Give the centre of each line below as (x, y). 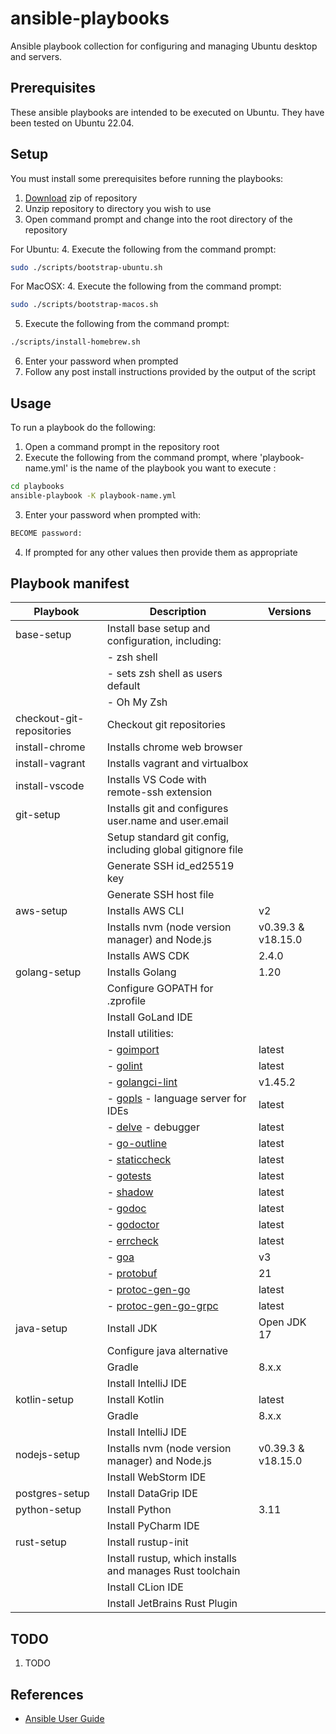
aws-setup (41, 911)
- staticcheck (139, 1160)
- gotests (129, 1176)
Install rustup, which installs (172, 1559)
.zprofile (126, 1001)
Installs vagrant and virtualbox (177, 764)
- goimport (133, 1050)
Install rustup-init (147, 1542)
